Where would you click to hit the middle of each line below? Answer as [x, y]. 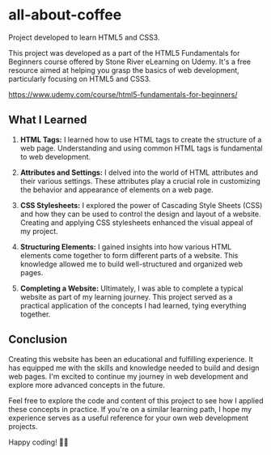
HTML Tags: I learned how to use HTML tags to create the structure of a [141, 139]
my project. [39, 231]
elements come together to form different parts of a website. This [129, 255]
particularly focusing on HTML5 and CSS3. [80, 79]
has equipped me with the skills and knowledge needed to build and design [134, 368]
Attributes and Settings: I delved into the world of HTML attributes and [139, 172]
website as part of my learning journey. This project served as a [126, 296]
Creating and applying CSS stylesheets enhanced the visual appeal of [136, 222]
